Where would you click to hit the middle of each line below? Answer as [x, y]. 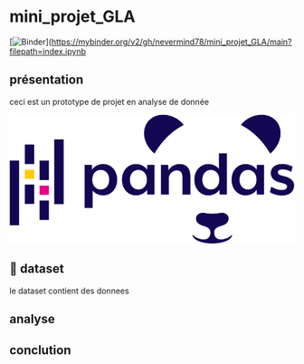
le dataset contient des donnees [69, 291]
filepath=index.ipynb [47, 51]
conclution [40, 350]
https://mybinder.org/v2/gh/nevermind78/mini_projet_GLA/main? [171, 42]
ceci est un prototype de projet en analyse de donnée [109, 101]
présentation [47, 80]
